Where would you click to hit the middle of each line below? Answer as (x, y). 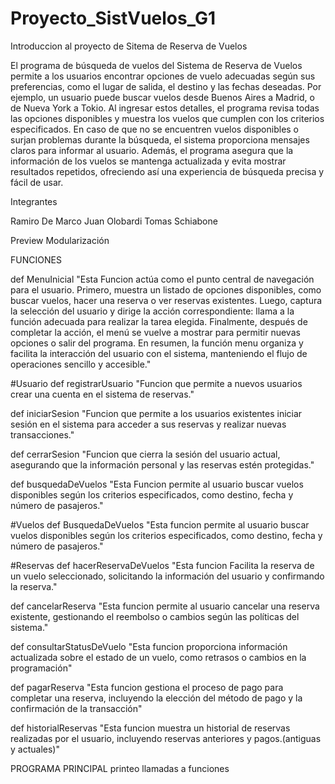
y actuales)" (35, 749)
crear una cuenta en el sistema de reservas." (102, 394)
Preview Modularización (60, 240)
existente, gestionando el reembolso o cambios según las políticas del (155, 616)
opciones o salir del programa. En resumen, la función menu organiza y (157, 343)
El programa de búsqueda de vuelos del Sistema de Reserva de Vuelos (156, 65)
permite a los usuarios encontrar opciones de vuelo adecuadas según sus (163, 76)
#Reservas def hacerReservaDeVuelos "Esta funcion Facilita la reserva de (162, 565)
